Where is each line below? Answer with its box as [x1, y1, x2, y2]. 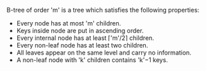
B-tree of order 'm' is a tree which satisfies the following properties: [6, 6, 200, 14]
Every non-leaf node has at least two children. [16, 41, 149, 49]
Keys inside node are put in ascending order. [16, 27, 144, 34]
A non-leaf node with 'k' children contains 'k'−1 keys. [16, 56, 169, 64]
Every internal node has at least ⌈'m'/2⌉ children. [16, 34, 155, 42]
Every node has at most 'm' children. [16, 19, 122, 27]
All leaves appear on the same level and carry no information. [16, 48, 191, 57]
